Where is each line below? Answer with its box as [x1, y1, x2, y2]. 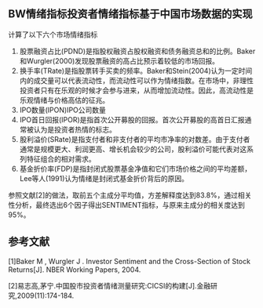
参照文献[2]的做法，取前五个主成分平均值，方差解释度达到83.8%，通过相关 [8, 190, 252, 200]
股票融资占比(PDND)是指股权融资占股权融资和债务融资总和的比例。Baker [19, 46, 256, 56]
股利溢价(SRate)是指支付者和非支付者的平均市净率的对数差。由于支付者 [19, 134, 250, 143]
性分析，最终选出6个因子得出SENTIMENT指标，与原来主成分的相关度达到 [8, 200, 246, 209]
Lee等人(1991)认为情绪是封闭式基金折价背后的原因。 [19, 173, 189, 183]
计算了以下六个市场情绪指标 [8, 30, 98, 39]
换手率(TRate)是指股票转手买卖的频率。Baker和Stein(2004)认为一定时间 [19, 66, 253, 75]
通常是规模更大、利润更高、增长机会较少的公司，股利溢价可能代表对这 [19, 144, 247, 154]
